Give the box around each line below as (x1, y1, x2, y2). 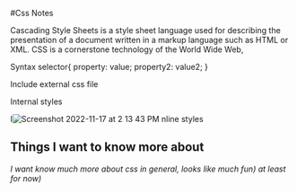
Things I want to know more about (10, 139, 205, 155)
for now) (10, 172, 42, 183)
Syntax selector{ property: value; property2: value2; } (10, 62, 209, 72)
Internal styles (10, 96, 63, 107)
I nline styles (10, 114, 205, 124)
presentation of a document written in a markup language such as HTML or (10, 35, 289, 45)
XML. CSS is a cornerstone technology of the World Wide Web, (10, 44, 244, 55)
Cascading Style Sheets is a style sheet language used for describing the (10, 25, 281, 35)
